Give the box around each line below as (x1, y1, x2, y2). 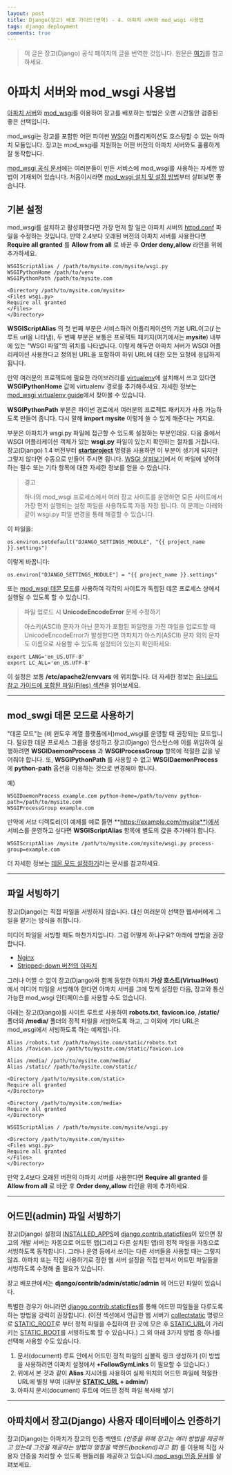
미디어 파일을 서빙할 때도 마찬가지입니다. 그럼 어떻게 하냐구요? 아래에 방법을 (7, 930, 211, 939)
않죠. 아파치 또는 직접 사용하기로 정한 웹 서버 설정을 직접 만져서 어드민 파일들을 (7, 1256, 219, 1264)
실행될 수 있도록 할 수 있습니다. (7, 593, 90, 601)
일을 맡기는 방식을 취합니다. (7, 916, 81, 924)
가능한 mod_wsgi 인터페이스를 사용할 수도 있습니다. (7, 993, 146, 1002)
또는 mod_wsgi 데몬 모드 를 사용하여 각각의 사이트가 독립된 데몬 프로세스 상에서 (7, 585, 220, 592)
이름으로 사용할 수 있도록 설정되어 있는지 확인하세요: (31, 640, 172, 648)
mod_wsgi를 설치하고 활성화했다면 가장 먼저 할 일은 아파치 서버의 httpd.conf (7, 223, 215, 232)
